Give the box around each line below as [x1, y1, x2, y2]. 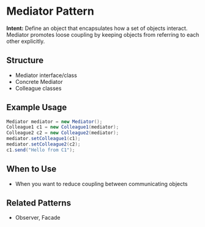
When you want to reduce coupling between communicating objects [15, 180, 188, 187]
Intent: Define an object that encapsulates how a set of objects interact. [6, 24, 188, 32]
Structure [6, 55, 44, 65]
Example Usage [6, 102, 67, 113]
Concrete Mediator [15, 78, 63, 85]
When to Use [6, 164, 57, 174]
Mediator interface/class [15, 72, 78, 79]
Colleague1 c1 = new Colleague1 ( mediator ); [6, 124, 119, 130]
